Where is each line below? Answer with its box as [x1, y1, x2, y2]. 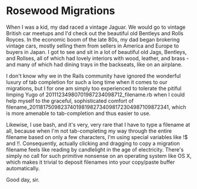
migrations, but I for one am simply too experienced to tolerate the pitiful [6, 85, 182, 92]
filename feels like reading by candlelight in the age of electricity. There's [6, 146, 184, 153]
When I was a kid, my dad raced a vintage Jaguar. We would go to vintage [6, 23, 186, 31]
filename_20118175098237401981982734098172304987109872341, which [6, 103, 186, 110]
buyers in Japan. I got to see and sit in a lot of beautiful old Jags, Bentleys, [6, 48, 187, 55]
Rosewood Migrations [6, 4, 116, 18]
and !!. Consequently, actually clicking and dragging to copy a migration [6, 140, 181, 147]
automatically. [6, 164, 40, 171]
